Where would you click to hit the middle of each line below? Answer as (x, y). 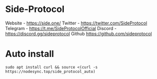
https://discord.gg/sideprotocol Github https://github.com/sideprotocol (78, 33)
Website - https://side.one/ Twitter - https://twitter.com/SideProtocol (76, 23)
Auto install (30, 54)
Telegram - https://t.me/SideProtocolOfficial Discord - (61, 28)
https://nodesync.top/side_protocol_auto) (50, 71)
